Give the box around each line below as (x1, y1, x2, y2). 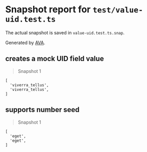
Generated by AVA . (5, 40, 45, 46)
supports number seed (5, 105, 80, 114)
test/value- (92, 5, 143, 15)
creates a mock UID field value (5, 54, 104, 63)
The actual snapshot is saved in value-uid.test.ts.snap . (5, 29, 125, 35)
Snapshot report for (5, 4, 91, 15)
